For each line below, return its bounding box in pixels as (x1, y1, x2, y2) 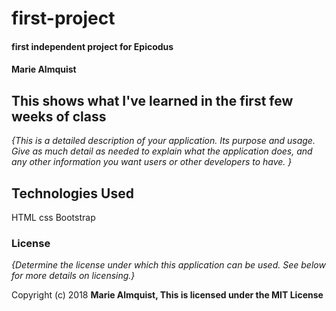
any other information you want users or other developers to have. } (11, 156, 293, 168)
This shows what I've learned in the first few (11, 92, 294, 109)
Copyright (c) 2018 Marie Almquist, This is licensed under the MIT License (11, 289, 324, 301)
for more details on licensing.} (11, 270, 136, 282)
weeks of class (11, 108, 107, 125)
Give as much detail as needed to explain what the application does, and (11, 145, 313, 157)
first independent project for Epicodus (11, 40, 174, 52)
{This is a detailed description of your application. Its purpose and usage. (11, 135, 316, 147)
